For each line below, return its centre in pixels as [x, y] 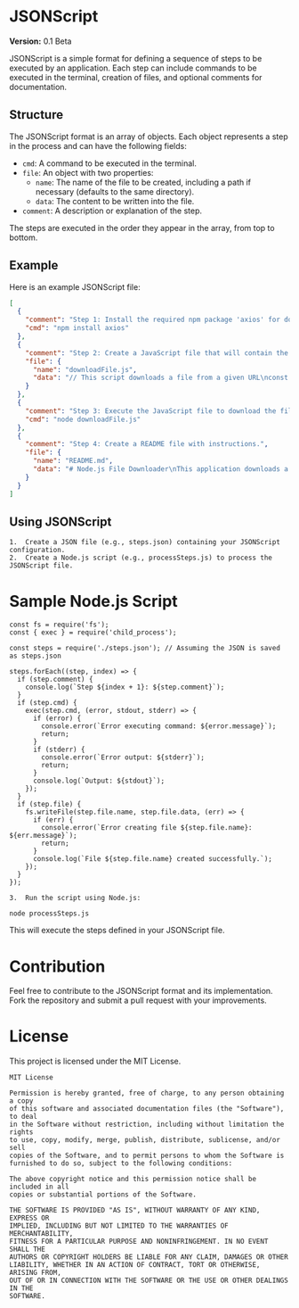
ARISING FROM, [36, 1273]
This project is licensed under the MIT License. [95, 1061]
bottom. [24, 237]
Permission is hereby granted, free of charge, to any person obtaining [147, 1093]
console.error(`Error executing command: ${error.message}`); [159, 726]
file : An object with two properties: [88, 172]
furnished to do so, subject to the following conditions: [121, 1163]
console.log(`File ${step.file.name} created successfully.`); [153, 859]
